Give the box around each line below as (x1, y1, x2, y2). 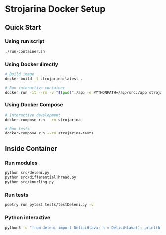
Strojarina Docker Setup (5, 3, 106, 15)
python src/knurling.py (5, 179, 54, 184)
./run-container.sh (5, 49, 45, 54)
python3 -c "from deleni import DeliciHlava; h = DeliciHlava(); (5, 225, 142, 230)
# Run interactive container (5, 85, 65, 90)
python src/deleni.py (5, 170, 50, 175)
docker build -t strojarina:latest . (5, 76, 83, 81)
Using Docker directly (5, 61, 58, 67)
